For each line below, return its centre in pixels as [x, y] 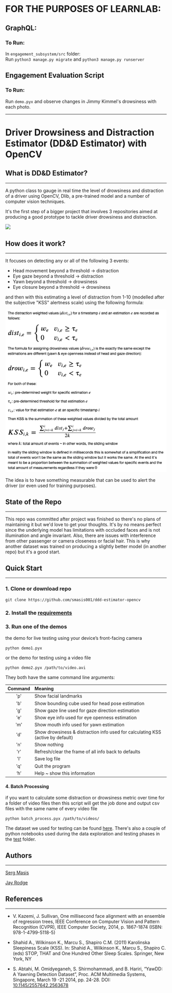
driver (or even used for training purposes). [51, 486]
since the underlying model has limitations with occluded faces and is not [83, 530]
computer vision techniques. [35, 201]
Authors [19, 855]
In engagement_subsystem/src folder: [43, 54]
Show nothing [49, 744]
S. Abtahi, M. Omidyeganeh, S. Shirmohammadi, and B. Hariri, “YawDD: [88, 969]
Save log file [47, 759]
